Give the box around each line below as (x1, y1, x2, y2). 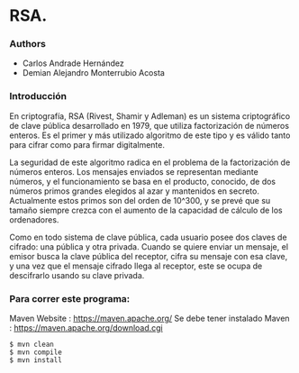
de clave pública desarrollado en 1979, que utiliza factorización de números (9, 120, 290, 131)
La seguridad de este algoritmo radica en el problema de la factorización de (9, 157, 291, 168)
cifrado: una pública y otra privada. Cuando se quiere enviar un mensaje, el (9, 241, 289, 252)
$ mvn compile (9, 348, 63, 357)
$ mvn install (9, 356, 63, 365)
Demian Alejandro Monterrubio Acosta (22, 68, 165, 78)
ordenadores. (9, 214, 59, 225)
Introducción (9, 90, 68, 103)
